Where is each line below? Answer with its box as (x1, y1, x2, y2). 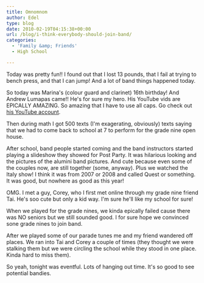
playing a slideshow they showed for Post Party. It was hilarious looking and (6, 151, 197, 158)
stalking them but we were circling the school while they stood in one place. (6, 245, 197, 252)
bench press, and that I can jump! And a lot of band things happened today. (6, 77, 196, 84)
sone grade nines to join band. (6, 220, 83, 227)
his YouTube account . (6, 108, 61, 116)
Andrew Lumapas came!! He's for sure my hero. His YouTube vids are (6, 95, 181, 102)
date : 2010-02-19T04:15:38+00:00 (6, 26, 91, 32)
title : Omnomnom (6, 9, 47, 15)
